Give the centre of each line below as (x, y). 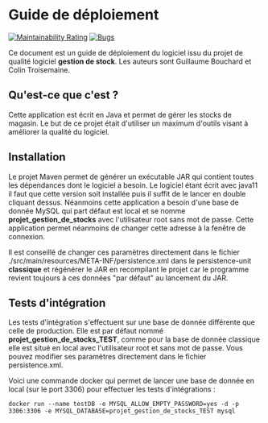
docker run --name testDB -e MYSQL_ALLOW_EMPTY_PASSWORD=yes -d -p (124, 404)
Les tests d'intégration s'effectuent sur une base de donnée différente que (132, 322)
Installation (37, 158)
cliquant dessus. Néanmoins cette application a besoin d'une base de (124, 202)
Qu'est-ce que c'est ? (64, 95)
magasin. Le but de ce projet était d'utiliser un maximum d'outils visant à (128, 123)
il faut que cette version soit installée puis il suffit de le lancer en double (127, 193)
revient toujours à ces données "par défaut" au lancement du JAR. (118, 278)
